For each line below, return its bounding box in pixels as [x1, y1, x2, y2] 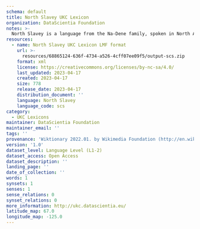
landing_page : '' [6, 164, 49, 170]
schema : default [6, 8, 46, 15]
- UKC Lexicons [11, 114, 49, 120]
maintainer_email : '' [6, 125, 60, 131]
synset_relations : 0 [6, 197, 58, 203]
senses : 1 [6, 186, 31, 192]
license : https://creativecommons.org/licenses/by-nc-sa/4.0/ [17, 64, 174, 70]
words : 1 [6, 175, 28, 181]
